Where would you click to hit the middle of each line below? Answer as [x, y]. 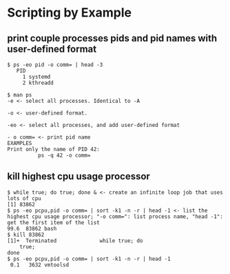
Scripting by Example [70, 13]
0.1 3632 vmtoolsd [40, 265]
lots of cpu [24, 198]
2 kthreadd [38, 83]
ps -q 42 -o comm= [64, 155]
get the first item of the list [53, 222]
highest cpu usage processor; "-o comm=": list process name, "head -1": [115, 216]
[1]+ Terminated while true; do [75, 241]
